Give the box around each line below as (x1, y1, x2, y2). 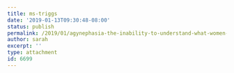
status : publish (7, 23, 54, 30)
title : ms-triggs (7, 10, 58, 17)
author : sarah (7, 36, 49, 43)
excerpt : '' (7, 42, 42, 49)
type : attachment (7, 49, 58, 56)
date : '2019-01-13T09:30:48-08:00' (7, 17, 111, 24)
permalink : (7, 29, 39, 37)
